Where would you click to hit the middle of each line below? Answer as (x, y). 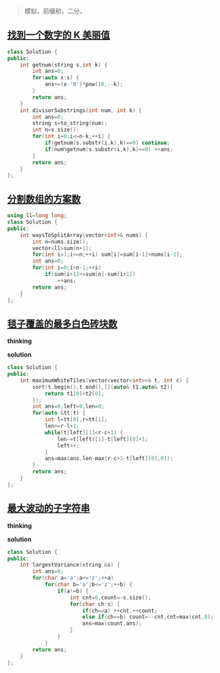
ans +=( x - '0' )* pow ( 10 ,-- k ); (84, 84)
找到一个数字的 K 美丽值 (59, 35)
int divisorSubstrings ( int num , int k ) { (81, 110)
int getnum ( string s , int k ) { (64, 65)
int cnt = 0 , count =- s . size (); (110, 597)
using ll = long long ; (37, 216)
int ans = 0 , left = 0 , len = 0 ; (68, 407)
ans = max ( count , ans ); (112, 624)
